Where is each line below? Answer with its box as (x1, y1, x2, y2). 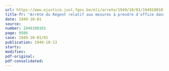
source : (5, 21, 22, 26)
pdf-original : (5, 53, 35, 59)
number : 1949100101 (5, 26, 46, 31)
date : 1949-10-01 (5, 16, 42, 21)
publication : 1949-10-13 (5, 40, 57, 45)
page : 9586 (5, 30, 28, 35)
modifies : (5, 49, 26, 54)
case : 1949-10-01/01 (5, 35, 49, 40)
